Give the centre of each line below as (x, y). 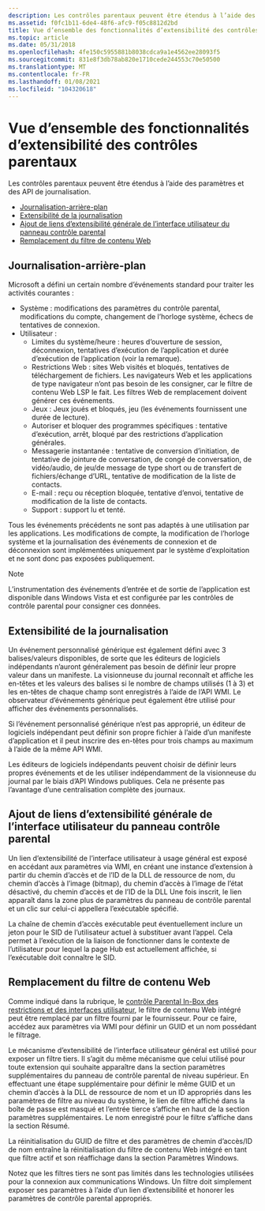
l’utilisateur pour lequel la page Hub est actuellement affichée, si (112, 949)
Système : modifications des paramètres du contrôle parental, (120, 308)
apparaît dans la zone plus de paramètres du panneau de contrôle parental (130, 900)
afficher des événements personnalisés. (73, 709)
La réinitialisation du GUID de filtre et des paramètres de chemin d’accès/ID (131, 1141)
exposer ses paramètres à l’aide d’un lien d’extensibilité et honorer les (121, 1190)
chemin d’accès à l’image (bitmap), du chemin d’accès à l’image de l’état (126, 883)
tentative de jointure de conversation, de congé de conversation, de (142, 460)
